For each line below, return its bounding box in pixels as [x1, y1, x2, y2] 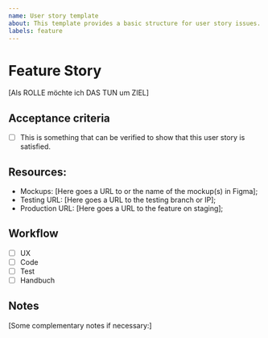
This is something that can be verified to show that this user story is [19, 133, 245, 142]
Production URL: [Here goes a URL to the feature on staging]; [19, 204, 224, 213]
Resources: [8, 165, 67, 179]
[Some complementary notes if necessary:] [8, 320, 152, 330]
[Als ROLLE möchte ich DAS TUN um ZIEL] [8, 88, 150, 97]
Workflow [8, 227, 59, 241]
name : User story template [8, 11, 99, 20]
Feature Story [8, 61, 102, 80]
